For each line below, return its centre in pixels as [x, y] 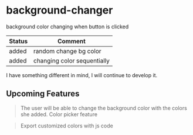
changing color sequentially [72, 61]
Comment [72, 41]
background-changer [60, 10]
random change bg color [67, 51]
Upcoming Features [43, 94]
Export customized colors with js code [67, 126]
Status [18, 41]
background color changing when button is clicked [67, 27]
